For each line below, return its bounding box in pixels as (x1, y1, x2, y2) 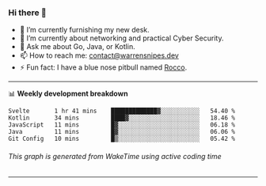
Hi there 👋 (8, 7, 47, 18)
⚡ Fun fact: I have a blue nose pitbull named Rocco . (19, 63, 188, 72)
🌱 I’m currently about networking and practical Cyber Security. (19, 33, 224, 43)
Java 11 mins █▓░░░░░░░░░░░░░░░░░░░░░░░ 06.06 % (8, 128, 236, 136)
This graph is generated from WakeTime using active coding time (8, 151, 222, 161)
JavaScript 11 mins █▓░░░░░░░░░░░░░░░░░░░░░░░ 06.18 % (8, 121, 236, 129)
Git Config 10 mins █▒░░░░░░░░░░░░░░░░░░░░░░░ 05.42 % (8, 135, 236, 143)
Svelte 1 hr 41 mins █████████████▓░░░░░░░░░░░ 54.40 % (8, 107, 236, 116)
